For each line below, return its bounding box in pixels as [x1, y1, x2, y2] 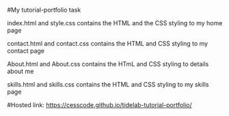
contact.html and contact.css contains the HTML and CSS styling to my [7, 40, 208, 47]
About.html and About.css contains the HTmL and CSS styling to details [7, 60, 209, 68]
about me [7, 68, 34, 75]
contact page [7, 47, 45, 55]
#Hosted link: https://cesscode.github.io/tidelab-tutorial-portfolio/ [7, 101, 193, 108]
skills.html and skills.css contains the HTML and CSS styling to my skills [7, 81, 210, 88]
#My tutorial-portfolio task [7, 6, 81, 14]
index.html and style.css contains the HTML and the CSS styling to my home [7, 19, 223, 27]
